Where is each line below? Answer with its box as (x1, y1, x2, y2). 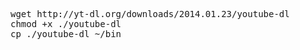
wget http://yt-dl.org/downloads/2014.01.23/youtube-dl (10, 9, 290, 19)
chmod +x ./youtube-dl (10, 19, 122, 29)
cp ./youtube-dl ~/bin (10, 29, 122, 39)
